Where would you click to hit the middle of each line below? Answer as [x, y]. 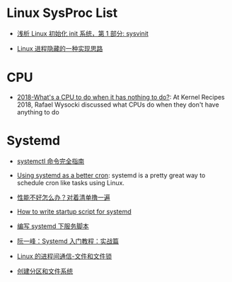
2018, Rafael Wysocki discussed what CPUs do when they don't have [118, 105]
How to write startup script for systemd [74, 211]
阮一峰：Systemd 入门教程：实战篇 [68, 241]
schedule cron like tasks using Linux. [71, 182]
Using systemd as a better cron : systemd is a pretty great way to [111, 175]
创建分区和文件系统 [45, 271]
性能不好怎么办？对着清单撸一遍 [63, 197]
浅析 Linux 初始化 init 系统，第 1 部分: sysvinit [83, 33]
